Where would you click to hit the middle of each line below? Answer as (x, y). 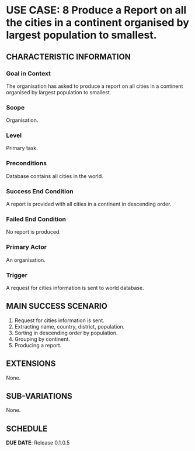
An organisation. (26, 260)
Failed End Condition (36, 219)
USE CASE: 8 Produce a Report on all (96, 10)
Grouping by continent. (42, 339)
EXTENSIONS (31, 364)
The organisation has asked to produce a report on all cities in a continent (95, 86)
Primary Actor (26, 247)
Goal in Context (29, 73)
